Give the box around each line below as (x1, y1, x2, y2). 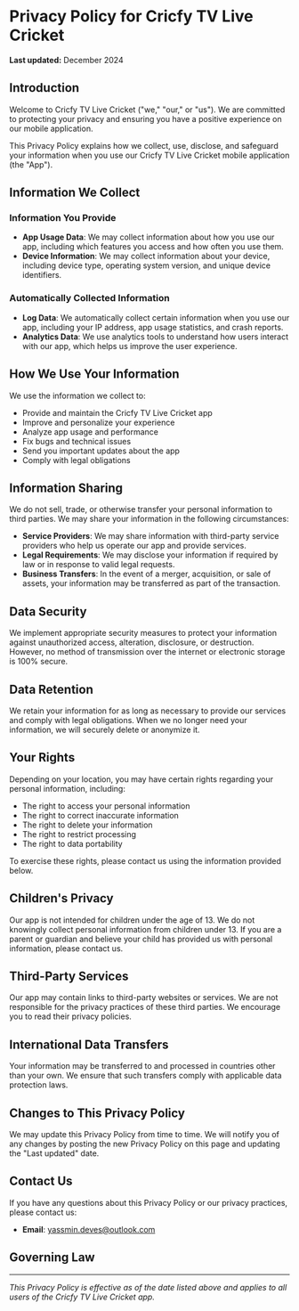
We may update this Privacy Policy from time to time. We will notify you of (9, 1129, 280, 1140)
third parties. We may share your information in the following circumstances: (9, 514, 289, 525)
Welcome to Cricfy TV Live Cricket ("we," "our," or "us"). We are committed (9, 104, 286, 115)
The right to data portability (21, 838, 123, 849)
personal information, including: (9, 783, 126, 794)
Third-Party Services (9, 969, 129, 983)
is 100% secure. (9, 656, 69, 667)
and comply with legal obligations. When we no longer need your (9, 714, 247, 725)
